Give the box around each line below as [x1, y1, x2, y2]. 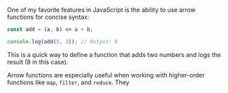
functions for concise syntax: [7, 13, 90, 21]
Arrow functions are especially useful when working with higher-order [7, 71, 205, 79]
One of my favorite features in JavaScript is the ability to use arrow [7, 6, 196, 14]
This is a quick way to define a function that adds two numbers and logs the [7, 50, 221, 58]
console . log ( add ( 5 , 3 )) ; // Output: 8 [7, 38, 118, 45]
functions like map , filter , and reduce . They [7, 78, 129, 86]
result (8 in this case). [7, 58, 68, 66]
